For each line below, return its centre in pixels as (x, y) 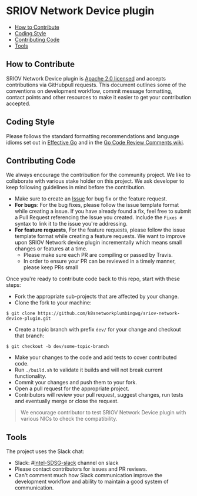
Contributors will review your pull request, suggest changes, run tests (99, 395)
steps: (14, 285)
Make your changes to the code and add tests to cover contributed (96, 357)
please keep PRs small (51, 267)
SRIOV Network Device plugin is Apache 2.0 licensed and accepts (86, 78)
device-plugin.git (29, 319)
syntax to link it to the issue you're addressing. (71, 224)
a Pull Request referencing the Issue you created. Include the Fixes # (98, 217)
